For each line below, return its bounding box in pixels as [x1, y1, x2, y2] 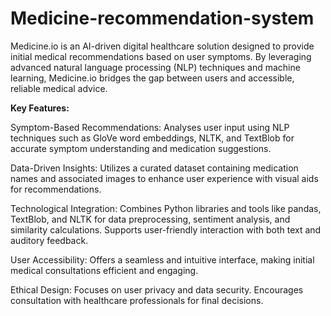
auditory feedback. [10, 234, 89, 246]
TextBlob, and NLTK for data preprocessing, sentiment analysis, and [10, 213, 291, 225]
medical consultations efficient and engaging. [10, 264, 199, 276]
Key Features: [10, 102, 70, 114]
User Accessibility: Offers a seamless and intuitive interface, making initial [10, 253, 315, 266]
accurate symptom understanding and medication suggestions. [10, 142, 272, 154]
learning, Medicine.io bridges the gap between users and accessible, [10, 72, 295, 84]
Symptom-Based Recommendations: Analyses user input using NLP [10, 121, 290, 133]
